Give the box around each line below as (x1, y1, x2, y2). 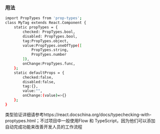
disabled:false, (23, 79, 56, 84)
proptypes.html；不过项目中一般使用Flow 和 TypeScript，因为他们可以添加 (5, 117, 156, 123)
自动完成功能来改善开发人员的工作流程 (5, 124, 82, 130)
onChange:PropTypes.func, (23, 61, 76, 67)
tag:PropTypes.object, (23, 38, 69, 44)
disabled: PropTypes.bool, (23, 34, 78, 39)
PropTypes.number (31, 52, 67, 57)
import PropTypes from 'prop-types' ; (5, 16, 82, 21)
